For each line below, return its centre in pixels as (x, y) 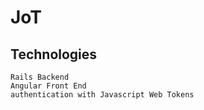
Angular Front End (48, 86)
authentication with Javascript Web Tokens (102, 95)
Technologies (54, 54)
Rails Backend (40, 77)
